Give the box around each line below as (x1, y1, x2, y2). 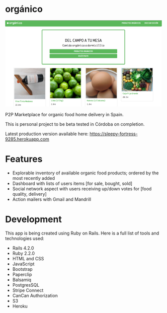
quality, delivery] (12, 191, 47, 197)
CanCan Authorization (12, 292, 58, 299)
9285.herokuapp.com (5, 136, 50, 142)
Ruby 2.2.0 (12, 250, 35, 256)
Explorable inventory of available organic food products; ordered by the (12, 170, 159, 176)
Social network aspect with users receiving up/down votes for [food (12, 185, 152, 192)
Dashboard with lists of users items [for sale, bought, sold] (12, 180, 133, 186)
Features (5, 154, 43, 165)
